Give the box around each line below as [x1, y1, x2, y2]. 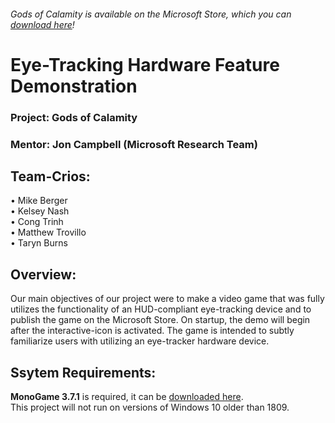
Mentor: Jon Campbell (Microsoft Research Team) [10, 137, 258, 151]
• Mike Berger [10, 195, 68, 207]
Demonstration [10, 75, 138, 97]
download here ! [10, 18, 75, 30]
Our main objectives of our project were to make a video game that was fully [10, 293, 325, 305]
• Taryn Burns [10, 237, 68, 249]
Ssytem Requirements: [10, 364, 157, 381]
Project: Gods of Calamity [10, 110, 138, 124]
